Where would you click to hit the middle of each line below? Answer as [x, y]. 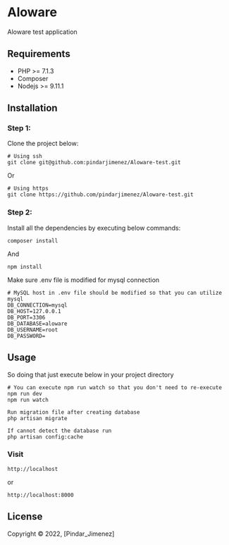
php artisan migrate [38, 418]
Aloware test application [42, 32]
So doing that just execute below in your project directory [91, 374]
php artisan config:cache [45, 437]
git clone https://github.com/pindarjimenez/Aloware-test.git [100, 195]
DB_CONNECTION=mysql [38, 305]
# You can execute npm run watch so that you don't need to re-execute [114, 387]
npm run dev [25, 393]
